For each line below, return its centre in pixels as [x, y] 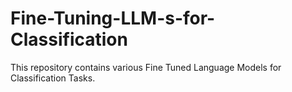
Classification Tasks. [53, 78]
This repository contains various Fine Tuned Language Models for [146, 67]
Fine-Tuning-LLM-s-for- [113, 18]
